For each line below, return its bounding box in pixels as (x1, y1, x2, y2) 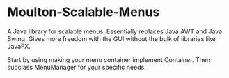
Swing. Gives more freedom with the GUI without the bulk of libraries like (7, 34, 216, 42)
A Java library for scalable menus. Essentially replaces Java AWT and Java (7, 27, 223, 36)
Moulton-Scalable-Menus (7, 4, 160, 20)
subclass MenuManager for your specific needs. (7, 63, 146, 71)
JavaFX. (7, 42, 31, 50)
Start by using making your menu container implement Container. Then (7, 55, 211, 63)
